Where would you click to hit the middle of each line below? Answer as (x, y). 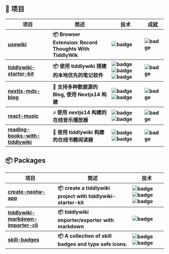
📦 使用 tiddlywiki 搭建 (79, 66)
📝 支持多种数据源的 (75, 87)
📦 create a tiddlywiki (84, 188)
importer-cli (23, 225)
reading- (19, 129)
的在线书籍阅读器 (73, 140)
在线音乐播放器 (70, 120)
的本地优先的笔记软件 (78, 76)
